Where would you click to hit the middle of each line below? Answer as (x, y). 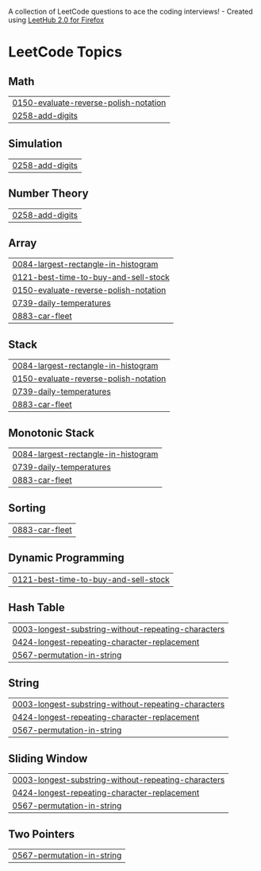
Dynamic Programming (66, 558)
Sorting (27, 508)
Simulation (35, 144)
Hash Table (36, 608)
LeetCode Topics (65, 52)
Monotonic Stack (52, 433)
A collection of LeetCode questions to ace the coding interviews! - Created (131, 12)
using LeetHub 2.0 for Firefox (56, 20)
